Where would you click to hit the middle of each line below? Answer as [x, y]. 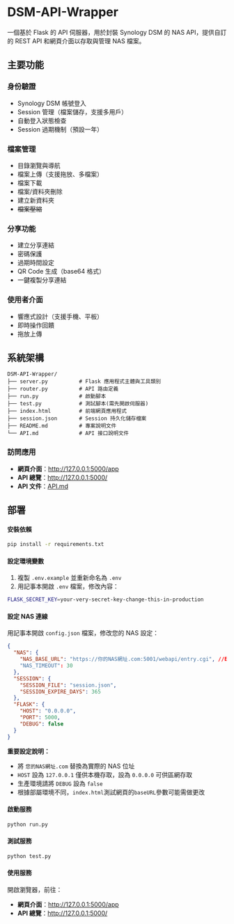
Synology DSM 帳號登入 [52, 103]
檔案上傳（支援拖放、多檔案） [60, 174]
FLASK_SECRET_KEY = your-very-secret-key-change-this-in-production [106, 600]
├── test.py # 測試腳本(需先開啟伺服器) [78, 404]
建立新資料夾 [36, 200]
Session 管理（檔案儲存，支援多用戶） [72, 111]
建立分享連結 [36, 245]
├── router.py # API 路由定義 [63, 389]
